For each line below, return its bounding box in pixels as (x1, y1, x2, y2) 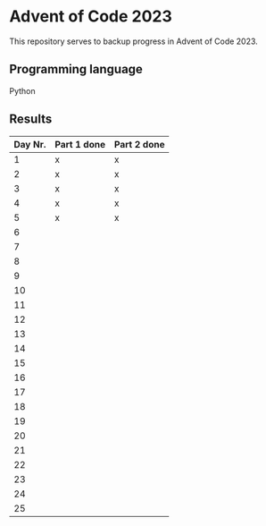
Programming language (9, 62, 143, 77)
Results (9, 112, 53, 127)
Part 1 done (54, 138, 105, 150)
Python (9, 85, 36, 96)
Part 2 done (113, 138, 165, 150)
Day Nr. (13, 138, 46, 150)
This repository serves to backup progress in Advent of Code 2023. (9, 36, 259, 47)
